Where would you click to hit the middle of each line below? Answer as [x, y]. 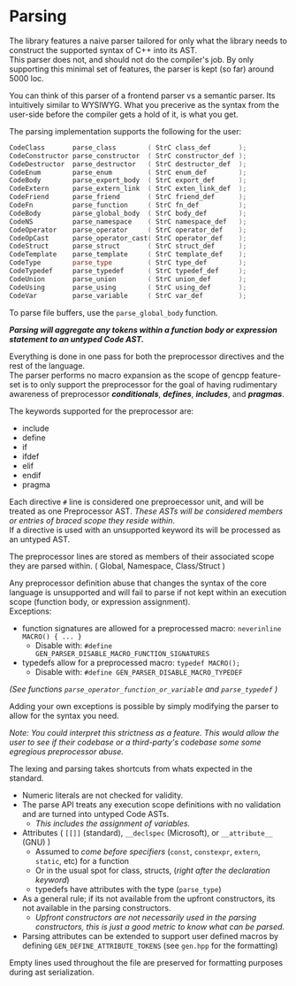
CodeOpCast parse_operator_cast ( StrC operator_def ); [128, 238]
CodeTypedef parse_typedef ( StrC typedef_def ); [128, 271]
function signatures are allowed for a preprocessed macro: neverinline [152, 628]
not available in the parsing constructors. [96, 907]
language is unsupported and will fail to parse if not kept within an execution [148, 592]
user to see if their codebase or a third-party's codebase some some [136, 742]
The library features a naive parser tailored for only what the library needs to [148, 41]
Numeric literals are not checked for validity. [102, 795]
